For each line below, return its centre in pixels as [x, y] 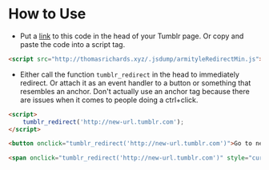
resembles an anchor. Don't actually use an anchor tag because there [134, 91]
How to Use [47, 14]
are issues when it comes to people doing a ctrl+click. [109, 100]
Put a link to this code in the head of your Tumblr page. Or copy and [132, 36]
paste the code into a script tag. [72, 44]
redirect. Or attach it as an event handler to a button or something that [135, 83]
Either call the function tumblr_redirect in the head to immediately [130, 74]
